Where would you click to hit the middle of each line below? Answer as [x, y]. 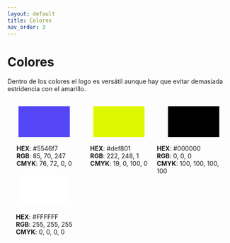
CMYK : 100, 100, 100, [188, 164]
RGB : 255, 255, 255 [44, 225]
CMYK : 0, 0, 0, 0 [40, 232]
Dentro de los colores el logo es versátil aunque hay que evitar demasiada [115, 81]
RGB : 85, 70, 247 [41, 156]
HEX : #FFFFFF [37, 217]
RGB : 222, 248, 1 [115, 156]
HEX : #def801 [110, 148]
